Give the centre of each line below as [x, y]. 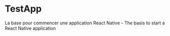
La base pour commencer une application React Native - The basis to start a [85, 23]
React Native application [30, 28]
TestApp [23, 9]
